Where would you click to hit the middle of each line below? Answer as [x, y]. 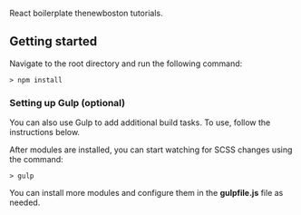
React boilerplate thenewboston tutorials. [86, 13]
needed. [25, 202]
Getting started [53, 41]
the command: [36, 160]
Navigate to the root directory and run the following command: [126, 64]
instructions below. [44, 132]
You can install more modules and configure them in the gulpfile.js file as [146, 193]
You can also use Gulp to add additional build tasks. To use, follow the [140, 122]
